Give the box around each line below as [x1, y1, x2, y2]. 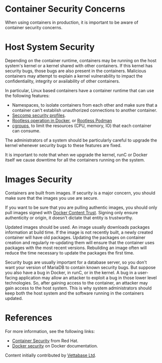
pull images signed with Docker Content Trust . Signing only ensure [5, 209, 138, 215]
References [5, 313, 52, 323]
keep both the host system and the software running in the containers [5, 290, 144, 296]
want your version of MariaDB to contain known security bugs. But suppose [5, 264, 156, 270]
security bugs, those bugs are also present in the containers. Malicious [5, 68, 147, 74]
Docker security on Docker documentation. [12, 343, 98, 348]
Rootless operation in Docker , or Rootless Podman [12, 117, 112, 123]
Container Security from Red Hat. [12, 338, 79, 344]
